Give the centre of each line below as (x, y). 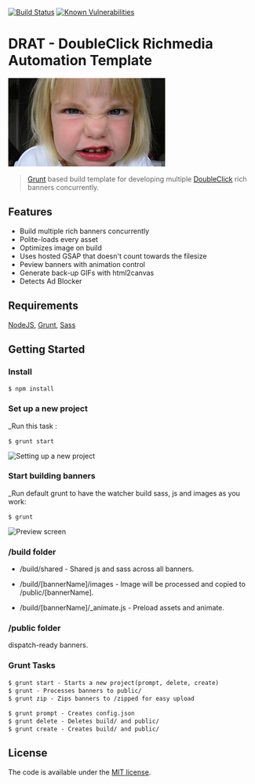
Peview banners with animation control (82, 264)
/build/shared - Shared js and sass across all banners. (107, 569)
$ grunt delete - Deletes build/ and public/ (84, 721)
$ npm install (31, 389)
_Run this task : (33, 426)
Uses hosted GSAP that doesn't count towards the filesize (113, 256)
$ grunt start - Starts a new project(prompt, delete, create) (114, 683)
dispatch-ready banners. (48, 645)
